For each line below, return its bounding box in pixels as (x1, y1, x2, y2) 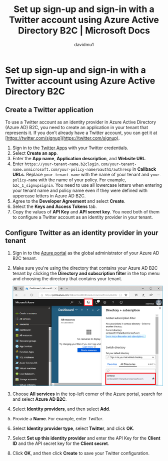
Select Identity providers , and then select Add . (12, 406, 110, 412)
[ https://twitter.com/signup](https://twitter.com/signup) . (5, 135, 120, 141)
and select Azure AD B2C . (12, 396, 67, 402)
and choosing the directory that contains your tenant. (12, 275, 122, 282)
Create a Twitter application (5, 105, 93, 114)
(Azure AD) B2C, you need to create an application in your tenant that (5, 124, 148, 130)
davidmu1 (74, 41, 94, 47)
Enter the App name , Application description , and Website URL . (12, 155, 146, 161)
